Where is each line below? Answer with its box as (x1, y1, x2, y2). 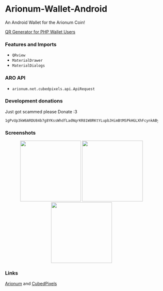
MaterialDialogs (12, 63, 45, 68)
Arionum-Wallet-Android (5, 3, 108, 15)
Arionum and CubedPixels (5, 281, 57, 287)
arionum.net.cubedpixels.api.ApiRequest (12, 86, 95, 91)
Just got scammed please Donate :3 (5, 108, 78, 115)
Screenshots (5, 129, 36, 136)
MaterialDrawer (12, 58, 43, 63)
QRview (12, 53, 26, 58)
